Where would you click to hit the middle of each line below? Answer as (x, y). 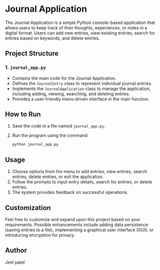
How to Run (23, 114)
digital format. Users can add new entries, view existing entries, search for (80, 33)
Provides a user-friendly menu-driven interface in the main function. (81, 99)
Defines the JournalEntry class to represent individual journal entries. (82, 83)
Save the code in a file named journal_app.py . (58, 126)
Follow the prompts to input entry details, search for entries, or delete (82, 182)
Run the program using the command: (50, 135)
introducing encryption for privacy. (40, 235)
